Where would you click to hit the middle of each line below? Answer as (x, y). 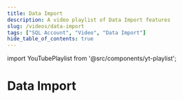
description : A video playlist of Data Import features (89, 20)
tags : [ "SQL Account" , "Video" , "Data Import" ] (77, 33)
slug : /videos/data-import (46, 26)
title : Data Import (35, 13)
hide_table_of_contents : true (51, 39)
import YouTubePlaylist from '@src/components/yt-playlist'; (92, 58)
